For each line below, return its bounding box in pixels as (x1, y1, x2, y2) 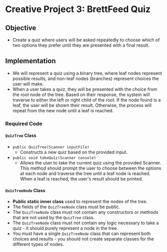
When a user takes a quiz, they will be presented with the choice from (12, 86, 157, 92)
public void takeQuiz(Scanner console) (12, 155, 97, 160)
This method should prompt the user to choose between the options (20, 165, 161, 171)
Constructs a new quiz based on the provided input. (20, 149, 128, 155)
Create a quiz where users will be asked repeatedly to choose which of (12, 37, 160, 43)
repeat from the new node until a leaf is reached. (12, 107, 114, 114)
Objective (5, 24, 37, 32)
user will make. (12, 80, 44, 87)
